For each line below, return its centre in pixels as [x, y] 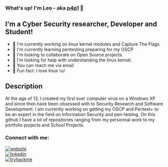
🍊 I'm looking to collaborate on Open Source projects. [68, 54]
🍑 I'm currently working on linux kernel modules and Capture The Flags [86, 44]
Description [24, 86]
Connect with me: [27, 138]
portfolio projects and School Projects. [45, 125]
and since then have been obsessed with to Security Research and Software [84, 103]
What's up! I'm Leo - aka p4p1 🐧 [44, 8]
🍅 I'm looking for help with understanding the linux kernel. [72, 60]
